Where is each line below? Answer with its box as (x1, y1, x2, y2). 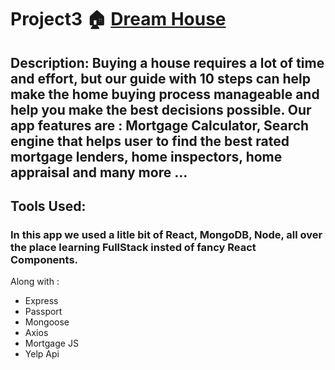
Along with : (10, 276, 60, 288)
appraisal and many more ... (10, 164, 188, 181)
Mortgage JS (24, 337, 79, 350)
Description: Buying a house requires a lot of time (10, 54, 325, 71)
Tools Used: (10, 197, 87, 215)
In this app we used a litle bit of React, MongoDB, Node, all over (10, 227, 323, 241)
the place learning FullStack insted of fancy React (10, 240, 257, 254)
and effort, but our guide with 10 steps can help (10, 70, 312, 87)
